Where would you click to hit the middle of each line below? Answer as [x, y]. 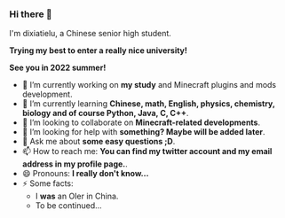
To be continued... [68, 206]
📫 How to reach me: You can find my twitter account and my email [147, 152]
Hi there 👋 [31, 14]
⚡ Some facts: [47, 183]
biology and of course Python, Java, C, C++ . [105, 113]
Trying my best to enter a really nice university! [99, 51]
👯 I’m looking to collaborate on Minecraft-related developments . [141, 122]
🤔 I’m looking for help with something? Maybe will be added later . [143, 132]
